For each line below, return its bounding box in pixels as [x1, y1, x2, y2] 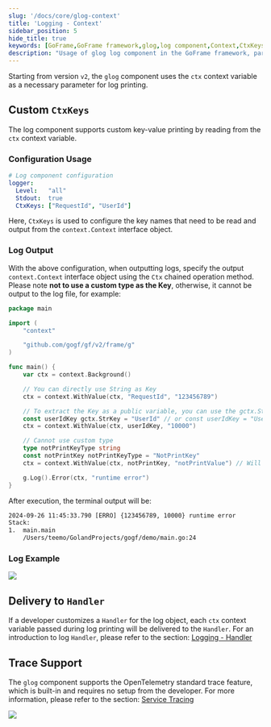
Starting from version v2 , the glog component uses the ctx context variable [8, 72, 258, 81]
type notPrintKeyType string [23, 444, 121, 452]
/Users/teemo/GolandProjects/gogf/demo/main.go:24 [23, 534, 197, 542]
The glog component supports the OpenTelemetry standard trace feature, [8, 677, 252, 687]
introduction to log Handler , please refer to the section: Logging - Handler [8, 633, 252, 642]
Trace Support [8, 656, 82, 670]
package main [8, 304, 52, 313]
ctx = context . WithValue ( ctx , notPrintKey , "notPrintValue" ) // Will [23, 459, 262, 467]
